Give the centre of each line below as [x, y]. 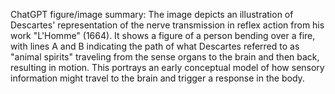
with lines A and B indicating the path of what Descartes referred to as [155, 46]
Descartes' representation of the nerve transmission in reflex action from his [167, 25]
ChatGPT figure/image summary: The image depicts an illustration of [152, 14]
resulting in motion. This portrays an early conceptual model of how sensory [167, 67]
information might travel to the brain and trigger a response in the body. [157, 78]
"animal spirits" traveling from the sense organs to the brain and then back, [165, 57]
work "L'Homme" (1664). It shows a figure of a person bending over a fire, [163, 35]
